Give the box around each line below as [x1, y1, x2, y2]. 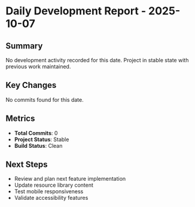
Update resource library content [14, 181, 94, 189]
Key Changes [5, 80, 57, 90]
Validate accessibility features [14, 194, 89, 202]
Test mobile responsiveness [14, 188, 84, 195]
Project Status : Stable [14, 136, 69, 143]
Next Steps [5, 160, 48, 170]
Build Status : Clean [14, 142, 63, 149]
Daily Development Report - [5, 4, 147, 18]
